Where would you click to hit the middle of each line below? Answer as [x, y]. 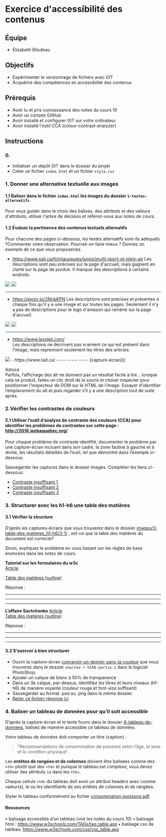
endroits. [21, 274]
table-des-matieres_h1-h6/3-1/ [36, 533]
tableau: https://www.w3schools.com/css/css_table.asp [62, 829]
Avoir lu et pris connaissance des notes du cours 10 [65, 110]
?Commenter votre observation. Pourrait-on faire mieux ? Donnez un [75, 244]
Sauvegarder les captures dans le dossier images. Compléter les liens [76, 467]
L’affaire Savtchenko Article [34, 611]
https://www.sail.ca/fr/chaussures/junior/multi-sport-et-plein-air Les [82, 259]
